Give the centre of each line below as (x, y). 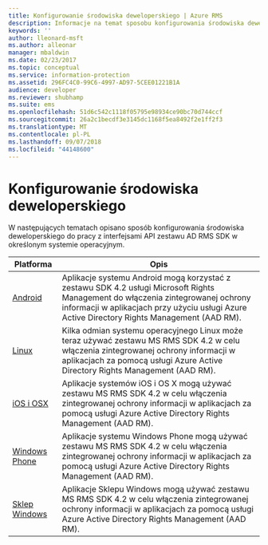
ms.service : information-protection (69, 75)
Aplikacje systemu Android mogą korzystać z (146, 278)
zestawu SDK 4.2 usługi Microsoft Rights (138, 288)
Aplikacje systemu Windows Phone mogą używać (155, 436)
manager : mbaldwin (39, 53)
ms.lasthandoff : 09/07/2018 (55, 142)
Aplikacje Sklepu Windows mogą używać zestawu (156, 489)
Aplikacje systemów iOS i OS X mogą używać (147, 384)
